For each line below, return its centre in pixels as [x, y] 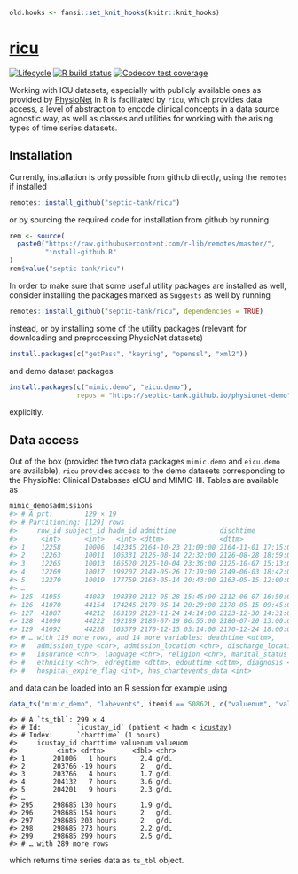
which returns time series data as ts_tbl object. [97, 861]
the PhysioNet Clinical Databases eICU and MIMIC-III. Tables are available [144, 480]
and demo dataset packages [61, 371]
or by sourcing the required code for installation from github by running [139, 219]
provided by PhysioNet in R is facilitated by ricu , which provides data [136, 99]
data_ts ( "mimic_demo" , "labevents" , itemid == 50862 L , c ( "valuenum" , [141, 704]
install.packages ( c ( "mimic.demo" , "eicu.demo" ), [101, 387]
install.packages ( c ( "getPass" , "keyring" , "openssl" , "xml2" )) [129, 354]
